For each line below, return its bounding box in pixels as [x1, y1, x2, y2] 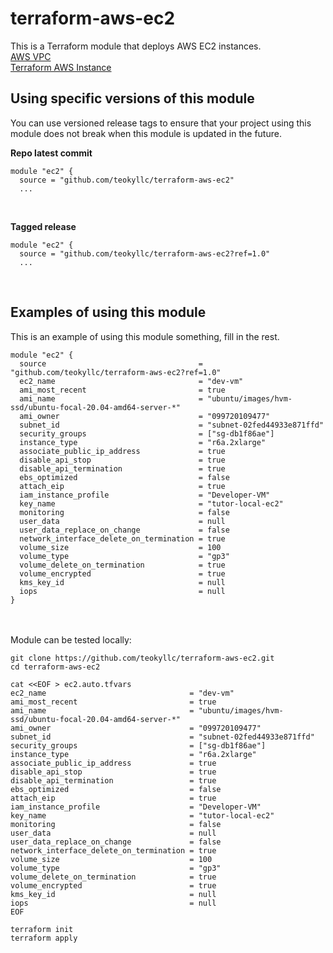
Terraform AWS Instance [10, 61, 112, 73]
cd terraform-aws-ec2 [10, 662, 101, 672]
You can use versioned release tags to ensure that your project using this [10, 117, 312, 129]
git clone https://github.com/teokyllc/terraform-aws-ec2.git [10, 653, 275, 663]
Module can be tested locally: [10, 633, 132, 646]
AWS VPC [10, 50, 52, 62]
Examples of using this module [10, 304, 207, 321]
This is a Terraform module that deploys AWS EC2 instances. [10, 40, 262, 52]
